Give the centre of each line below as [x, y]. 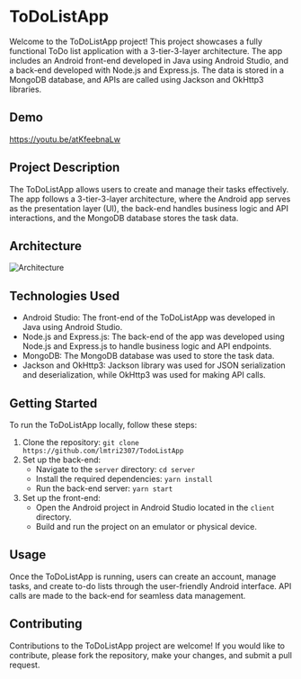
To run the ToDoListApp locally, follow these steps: [103, 425]
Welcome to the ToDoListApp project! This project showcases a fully [136, 41]
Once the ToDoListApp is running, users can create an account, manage [143, 576]
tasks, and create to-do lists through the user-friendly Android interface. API [150, 585]
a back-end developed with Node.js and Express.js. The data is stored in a [147, 70]
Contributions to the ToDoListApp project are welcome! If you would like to [147, 646]
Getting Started [53, 403]
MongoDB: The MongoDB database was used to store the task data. [148, 356]
